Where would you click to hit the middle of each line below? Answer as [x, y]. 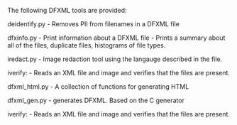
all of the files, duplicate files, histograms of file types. [87, 45]
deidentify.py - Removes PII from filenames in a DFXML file [93, 24]
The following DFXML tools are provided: [67, 10]
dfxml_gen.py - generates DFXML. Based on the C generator [96, 100]
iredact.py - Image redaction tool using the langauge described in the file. [115, 59]
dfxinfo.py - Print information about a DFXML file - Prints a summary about [116, 38]
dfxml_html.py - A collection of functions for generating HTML [98, 87]
